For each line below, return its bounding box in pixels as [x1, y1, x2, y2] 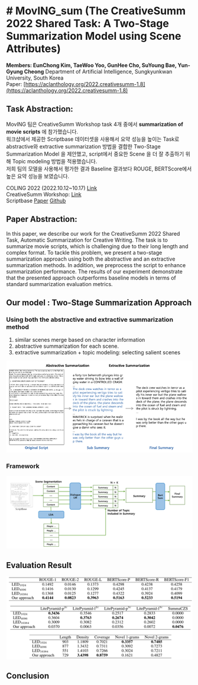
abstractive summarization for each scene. [14, 342, 119, 350]
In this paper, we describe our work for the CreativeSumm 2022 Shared [6, 230, 180, 237]
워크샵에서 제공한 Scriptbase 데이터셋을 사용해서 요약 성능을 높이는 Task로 [6, 135, 180, 142]
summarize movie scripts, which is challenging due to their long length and [6, 242, 189, 250]
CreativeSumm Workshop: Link [6, 191, 82, 198]
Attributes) [6, 42, 61, 56]
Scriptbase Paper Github [6, 197, 66, 204]
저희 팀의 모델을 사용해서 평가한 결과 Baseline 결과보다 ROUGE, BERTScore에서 [6, 165, 192, 172]
